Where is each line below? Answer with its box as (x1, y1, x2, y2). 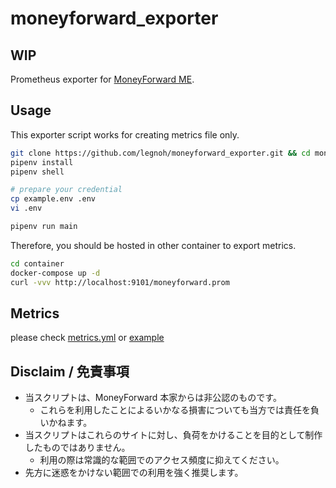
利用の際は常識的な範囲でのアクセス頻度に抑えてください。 (39, 454, 285, 466)
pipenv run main (10, 222, 78, 232)
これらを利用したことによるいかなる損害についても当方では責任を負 (39, 404, 320, 416)
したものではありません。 (24, 442, 131, 454)
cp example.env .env (10, 194, 97, 204)
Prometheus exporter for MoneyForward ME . (10, 73, 195, 85)
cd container (10, 258, 65, 269)
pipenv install (10, 157, 74, 167)
